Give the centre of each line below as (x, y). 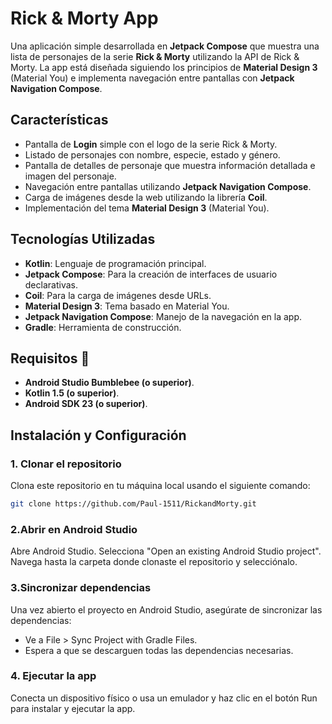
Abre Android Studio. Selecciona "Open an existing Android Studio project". (166, 551)
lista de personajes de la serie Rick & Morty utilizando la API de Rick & (155, 56)
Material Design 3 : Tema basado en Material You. (127, 306)
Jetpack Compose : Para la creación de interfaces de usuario (151, 274)
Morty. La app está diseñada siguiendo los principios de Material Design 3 (164, 67)
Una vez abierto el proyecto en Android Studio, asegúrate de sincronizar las (166, 609)
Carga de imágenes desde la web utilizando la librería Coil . (146, 197)
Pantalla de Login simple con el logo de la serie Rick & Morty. (151, 144)
